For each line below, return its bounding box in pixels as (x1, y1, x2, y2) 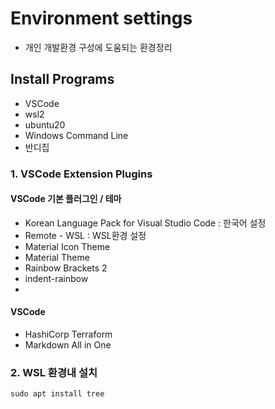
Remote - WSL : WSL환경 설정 (24, 229, 147, 241)
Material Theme (24, 251, 90, 263)
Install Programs (10, 71, 115, 88)
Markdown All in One (24, 339, 112, 351)
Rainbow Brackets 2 (24, 262, 108, 274)
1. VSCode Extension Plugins (10, 167, 153, 181)
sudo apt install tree (10, 389, 105, 399)
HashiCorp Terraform (24, 328, 113, 341)
